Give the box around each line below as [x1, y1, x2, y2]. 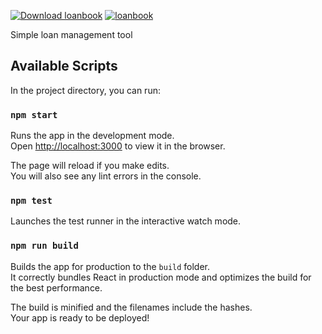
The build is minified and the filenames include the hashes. [10, 301, 253, 313]
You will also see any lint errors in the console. [10, 170, 202, 182]
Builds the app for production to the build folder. [10, 260, 211, 272]
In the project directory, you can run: [10, 84, 161, 96]
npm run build [10, 240, 79, 252]
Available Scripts [10, 58, 118, 75]
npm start [10, 109, 58, 120]
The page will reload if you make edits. [10, 160, 170, 172]
